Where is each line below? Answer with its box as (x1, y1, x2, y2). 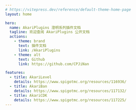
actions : (9, 34, 28, 39)
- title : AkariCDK (9, 93, 48, 98)
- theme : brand (14, 39, 45, 44)
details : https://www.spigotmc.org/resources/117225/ (14, 97, 127, 103)
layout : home (5, 12, 32, 17)
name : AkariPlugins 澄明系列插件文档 (9, 25, 81, 30)
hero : (5, 21, 16, 25)
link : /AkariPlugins (18, 47, 61, 53)
